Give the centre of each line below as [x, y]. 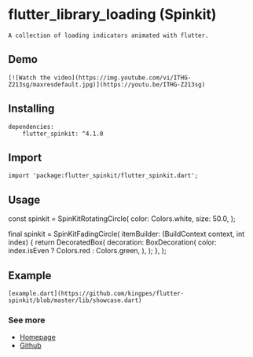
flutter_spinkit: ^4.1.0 [63, 134]
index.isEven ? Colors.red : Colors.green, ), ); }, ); [87, 251]
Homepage [38, 337]
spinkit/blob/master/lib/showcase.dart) [75, 300]
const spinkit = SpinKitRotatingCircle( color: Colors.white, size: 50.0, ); [122, 219]
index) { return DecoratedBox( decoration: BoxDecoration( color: [113, 242]
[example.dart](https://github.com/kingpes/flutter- [96, 293]
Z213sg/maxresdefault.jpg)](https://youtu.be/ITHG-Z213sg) [107, 84]
